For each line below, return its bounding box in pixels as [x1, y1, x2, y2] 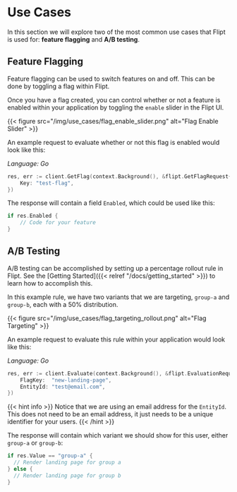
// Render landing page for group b [13, 471, 121, 479]
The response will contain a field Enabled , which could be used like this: [7, 199, 215, 207]
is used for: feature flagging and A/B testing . [7, 35, 140, 43]
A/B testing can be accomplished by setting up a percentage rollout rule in [7, 264, 224, 272]
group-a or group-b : [7, 439, 63, 447]
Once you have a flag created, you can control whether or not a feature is [7, 95, 221, 104]
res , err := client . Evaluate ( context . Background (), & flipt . [7, 370, 188, 377]
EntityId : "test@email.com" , [20, 383, 106, 390]
